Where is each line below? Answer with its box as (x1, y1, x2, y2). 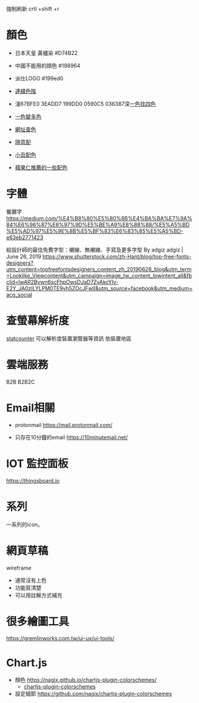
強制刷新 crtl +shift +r (6, 5, 60, 12)
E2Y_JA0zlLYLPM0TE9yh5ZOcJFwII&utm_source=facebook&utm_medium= (6, 284, 193, 292)
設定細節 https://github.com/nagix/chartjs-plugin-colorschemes (14, 690, 172, 698)
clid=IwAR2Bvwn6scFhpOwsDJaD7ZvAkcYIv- (6, 278, 119, 286)
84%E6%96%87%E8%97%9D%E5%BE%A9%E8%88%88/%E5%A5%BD (6, 221, 190, 228)
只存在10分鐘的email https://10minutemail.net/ (14, 434, 128, 441)
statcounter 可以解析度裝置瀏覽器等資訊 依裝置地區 (6, 335, 132, 342)
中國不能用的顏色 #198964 (14, 62, 81, 69)
